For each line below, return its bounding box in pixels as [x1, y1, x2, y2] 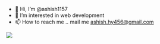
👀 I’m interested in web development [14, 12, 105, 19]
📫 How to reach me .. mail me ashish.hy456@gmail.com [14, 18, 154, 25]
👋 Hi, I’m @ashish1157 [14, 6, 68, 12]
